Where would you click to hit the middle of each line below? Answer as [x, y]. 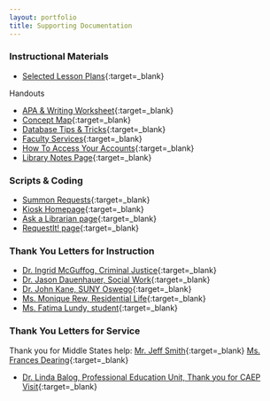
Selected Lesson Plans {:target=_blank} [93, 75]
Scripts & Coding [46, 180]
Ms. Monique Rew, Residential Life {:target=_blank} [114, 299]
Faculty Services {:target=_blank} [82, 138]
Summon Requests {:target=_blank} [86, 200]
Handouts [27, 93]
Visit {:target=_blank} [59, 386]
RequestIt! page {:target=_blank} [81, 228]
